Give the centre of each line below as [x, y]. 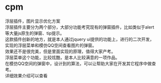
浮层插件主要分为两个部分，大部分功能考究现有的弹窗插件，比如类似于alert [80, 27]
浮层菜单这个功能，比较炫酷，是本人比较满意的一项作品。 [62, 57]
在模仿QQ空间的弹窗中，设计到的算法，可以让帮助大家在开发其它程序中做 [78, 63]
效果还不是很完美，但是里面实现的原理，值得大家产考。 [60, 51]
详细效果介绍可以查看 [26, 75]
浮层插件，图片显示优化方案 [33, 21]
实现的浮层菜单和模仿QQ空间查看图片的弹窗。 [51, 45]
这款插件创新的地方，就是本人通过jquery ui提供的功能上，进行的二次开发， [80, 39]
